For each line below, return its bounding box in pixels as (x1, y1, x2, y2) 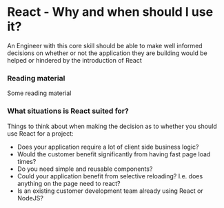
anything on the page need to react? (17, 179, 121, 187)
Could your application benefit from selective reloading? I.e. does (17, 171, 203, 180)
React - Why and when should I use (7, 4, 214, 20)
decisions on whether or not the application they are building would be (7, 49, 208, 57)
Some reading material (7, 89, 72, 97)
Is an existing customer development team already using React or (17, 187, 203, 195)
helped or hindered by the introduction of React (7, 56, 143, 64)
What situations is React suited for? (7, 106, 129, 116)
